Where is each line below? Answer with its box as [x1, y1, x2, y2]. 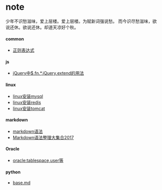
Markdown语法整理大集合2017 [12, 134, 74, 140]
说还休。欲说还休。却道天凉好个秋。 [5, 24, 79, 30]
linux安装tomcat [12, 106, 46, 111]
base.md [12, 180, 31, 186]
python [5, 169, 21, 175]
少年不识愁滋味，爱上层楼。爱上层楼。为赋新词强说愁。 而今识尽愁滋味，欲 [5, 18, 157, 24]
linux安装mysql [12, 93, 44, 99]
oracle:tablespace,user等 [12, 157, 64, 163]
